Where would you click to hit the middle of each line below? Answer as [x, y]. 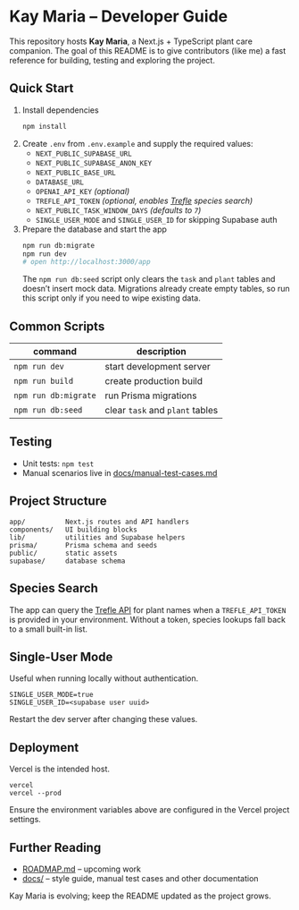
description [162, 352]
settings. [25, 820]
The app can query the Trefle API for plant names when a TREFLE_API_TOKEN [148, 609]
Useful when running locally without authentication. [104, 678]
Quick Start [42, 88]
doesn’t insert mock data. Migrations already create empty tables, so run [156, 289]
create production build [154, 381]
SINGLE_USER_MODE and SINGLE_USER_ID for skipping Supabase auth [156, 219]
